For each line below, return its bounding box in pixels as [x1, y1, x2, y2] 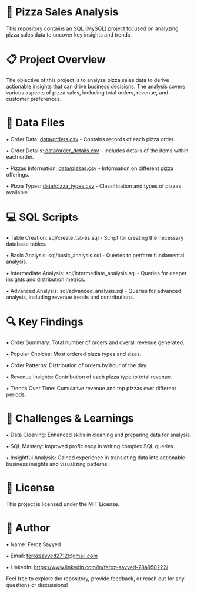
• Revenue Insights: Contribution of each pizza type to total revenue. [6, 373, 172, 380]
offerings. [6, 171, 30, 178]
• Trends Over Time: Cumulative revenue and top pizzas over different [6, 384, 176, 391]
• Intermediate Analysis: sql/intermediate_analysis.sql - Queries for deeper [6, 269, 187, 276]
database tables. [6, 240, 47, 247]
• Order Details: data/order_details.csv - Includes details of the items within [6, 147, 189, 154]
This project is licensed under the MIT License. [6, 500, 120, 507]
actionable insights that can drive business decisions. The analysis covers [6, 83, 186, 90]
